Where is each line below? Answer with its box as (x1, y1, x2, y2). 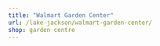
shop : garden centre (8, 26, 76, 34)
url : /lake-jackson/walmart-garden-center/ (8, 19, 153, 27)
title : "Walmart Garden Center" (8, 11, 114, 19)
